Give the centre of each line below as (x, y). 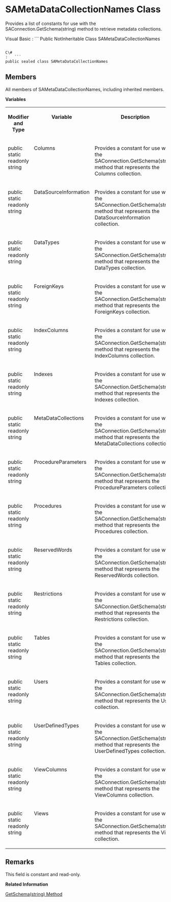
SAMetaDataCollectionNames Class (83, 9)
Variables (16, 99)
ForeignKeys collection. (122, 312)
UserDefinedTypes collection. (130, 751)
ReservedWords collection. (127, 575)
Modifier (19, 117)
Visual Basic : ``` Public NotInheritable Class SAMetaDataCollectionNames (83, 39)
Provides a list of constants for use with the (51, 23)
